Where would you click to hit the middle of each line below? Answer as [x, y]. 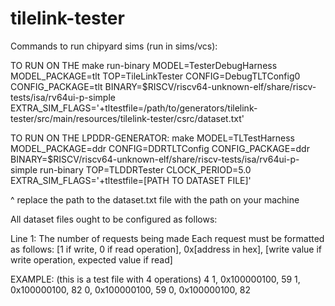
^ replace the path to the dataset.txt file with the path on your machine [155, 199]
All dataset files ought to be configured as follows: [114, 219]
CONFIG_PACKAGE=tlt [56, 86]
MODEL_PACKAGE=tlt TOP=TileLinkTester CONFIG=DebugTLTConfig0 [155, 76]
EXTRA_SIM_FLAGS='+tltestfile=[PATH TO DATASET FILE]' [131, 180]
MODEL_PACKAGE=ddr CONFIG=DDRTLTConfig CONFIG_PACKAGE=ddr [160, 148]
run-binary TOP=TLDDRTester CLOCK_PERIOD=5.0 [145, 169]
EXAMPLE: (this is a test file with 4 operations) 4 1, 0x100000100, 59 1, [155, 279]
